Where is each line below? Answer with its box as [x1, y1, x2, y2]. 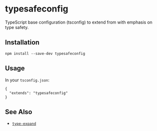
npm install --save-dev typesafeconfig [5, 51, 86, 56]
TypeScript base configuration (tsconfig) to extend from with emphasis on [5, 19, 153, 25]
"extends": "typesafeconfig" [9, 91, 68, 95]
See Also [5, 107, 32, 116]
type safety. [5, 24, 29, 30]
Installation [5, 39, 40, 47]
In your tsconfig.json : [5, 77, 50, 83]
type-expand [12, 121, 36, 126]
